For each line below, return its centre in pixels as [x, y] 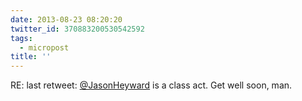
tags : [21, 38]
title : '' [31, 57]
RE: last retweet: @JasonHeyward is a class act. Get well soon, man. [151, 85]
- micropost [44, 47]
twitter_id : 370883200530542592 [77, 29]
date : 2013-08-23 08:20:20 [66, 19]
